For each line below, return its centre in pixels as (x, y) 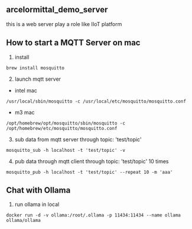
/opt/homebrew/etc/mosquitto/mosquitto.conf (62, 128)
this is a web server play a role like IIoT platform (64, 24)
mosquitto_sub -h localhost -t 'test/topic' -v (66, 150)
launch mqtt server (38, 79)
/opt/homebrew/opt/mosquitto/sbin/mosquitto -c (66, 123)
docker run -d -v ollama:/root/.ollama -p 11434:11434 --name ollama (94, 215)
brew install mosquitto (35, 68)
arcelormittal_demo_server (57, 10)
